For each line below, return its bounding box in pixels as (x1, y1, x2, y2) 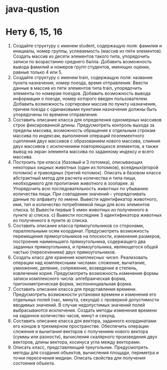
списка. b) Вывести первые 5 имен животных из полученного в (12, 207, 149, 213)
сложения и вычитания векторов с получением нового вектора (12, 329, 148, 335)
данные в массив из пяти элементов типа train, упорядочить (12, 85, 142, 91)
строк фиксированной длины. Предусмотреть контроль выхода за (12, 122, 155, 128)
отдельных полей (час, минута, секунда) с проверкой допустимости (12, 297, 160, 303)
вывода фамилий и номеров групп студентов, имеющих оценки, (12, 64, 151, 70)
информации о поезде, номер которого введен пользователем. (12, 96, 149, 102)
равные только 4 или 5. (12, 69, 63, 75)
